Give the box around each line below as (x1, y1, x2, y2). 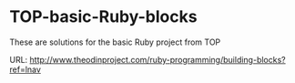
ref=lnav (9, 64, 41, 75)
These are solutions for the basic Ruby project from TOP (9, 36, 221, 47)
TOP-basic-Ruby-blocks (9, 6, 198, 27)
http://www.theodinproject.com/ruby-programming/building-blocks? (29, 54, 286, 65)
